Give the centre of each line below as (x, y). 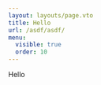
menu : (17, 37)
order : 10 (31, 52)
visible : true (38, 45)
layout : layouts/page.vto (50, 15)
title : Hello (30, 23)
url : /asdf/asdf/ (37, 30)
